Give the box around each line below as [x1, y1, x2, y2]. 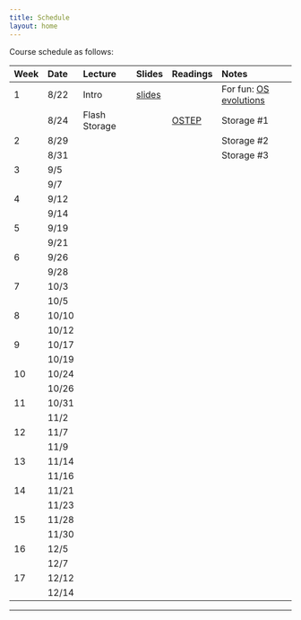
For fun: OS [221, 83, 270, 95]
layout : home [9, 22, 58, 31]
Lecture [82, 67, 116, 80]
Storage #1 [221, 114, 269, 127]
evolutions [221, 93, 266, 106]
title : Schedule [9, 13, 70, 22]
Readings [171, 67, 213, 80]
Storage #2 [221, 134, 269, 146]
